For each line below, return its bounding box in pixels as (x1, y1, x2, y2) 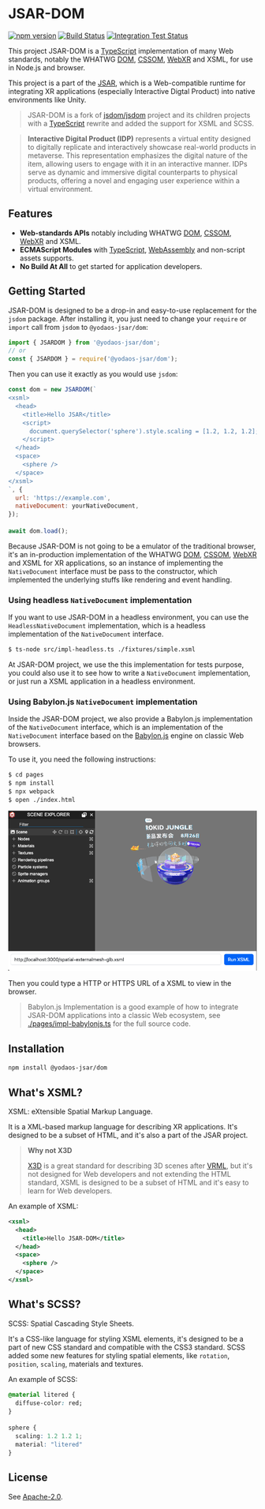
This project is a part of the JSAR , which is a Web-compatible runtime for (8, 78, 246, 88)
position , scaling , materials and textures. (8, 1359, 144, 1369)
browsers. (8, 740, 41, 749)
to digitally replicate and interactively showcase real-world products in (27, 142, 256, 152)
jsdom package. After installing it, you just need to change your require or (8, 313, 247, 324)
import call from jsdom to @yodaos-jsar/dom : (8, 322, 148, 331)
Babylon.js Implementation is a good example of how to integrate (27, 1002, 239, 1012)
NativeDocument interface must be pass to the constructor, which (8, 566, 218, 576)
